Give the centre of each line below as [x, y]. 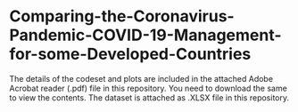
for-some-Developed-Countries [130, 54]
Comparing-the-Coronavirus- [122, 16]
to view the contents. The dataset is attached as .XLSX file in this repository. [149, 97]
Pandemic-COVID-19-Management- [146, 35]
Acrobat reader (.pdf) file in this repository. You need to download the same [148, 88]
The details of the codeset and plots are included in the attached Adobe [141, 78]
